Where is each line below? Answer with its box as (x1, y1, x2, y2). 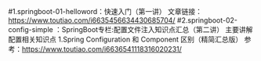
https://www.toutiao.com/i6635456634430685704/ (8, 16, 176, 25)
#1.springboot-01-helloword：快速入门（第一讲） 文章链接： (8, 7, 202, 16)
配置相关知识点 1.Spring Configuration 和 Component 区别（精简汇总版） (8, 34, 243, 44)
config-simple (8, 25, 53, 34)
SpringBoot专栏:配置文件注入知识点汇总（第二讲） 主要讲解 (61, 25, 253, 34)
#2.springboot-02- (176, 16, 237, 25)
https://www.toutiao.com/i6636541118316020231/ (22, 45, 183, 53)
